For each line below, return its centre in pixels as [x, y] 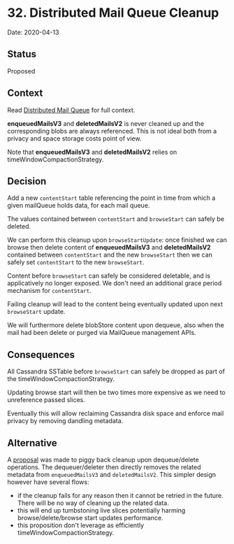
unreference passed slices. [46, 400]
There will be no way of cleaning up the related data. [93, 503]
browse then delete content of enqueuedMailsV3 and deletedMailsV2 [109, 248]
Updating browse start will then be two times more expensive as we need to [116, 392]
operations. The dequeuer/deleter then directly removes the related [104, 467]
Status [22, 54]
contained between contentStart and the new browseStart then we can [110, 255]
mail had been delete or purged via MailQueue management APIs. [102, 333]
